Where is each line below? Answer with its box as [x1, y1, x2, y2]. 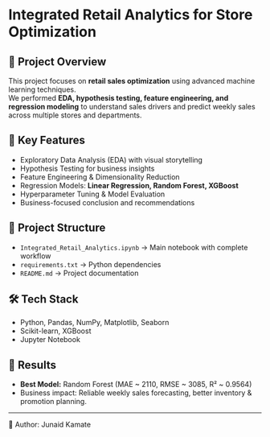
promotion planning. [19, 397, 87, 406]
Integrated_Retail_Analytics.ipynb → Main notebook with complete [19, 242, 248, 252]
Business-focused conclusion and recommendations [19, 197, 195, 207]
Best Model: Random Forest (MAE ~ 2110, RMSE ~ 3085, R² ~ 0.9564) [19, 380, 252, 390]
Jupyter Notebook [19, 335, 80, 344]
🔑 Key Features [8, 134, 86, 147]
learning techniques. [8, 85, 76, 94]
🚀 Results [8, 358, 56, 372]
